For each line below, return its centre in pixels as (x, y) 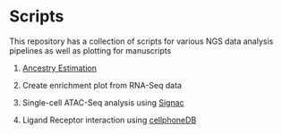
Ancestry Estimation (59, 68)
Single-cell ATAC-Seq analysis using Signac (103, 102)
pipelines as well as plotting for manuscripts (90, 50)
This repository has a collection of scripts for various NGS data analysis (141, 41)
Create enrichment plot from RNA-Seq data (102, 85)
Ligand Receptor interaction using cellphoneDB (109, 120)
